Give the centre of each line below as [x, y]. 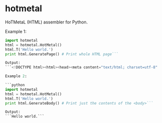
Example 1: [16, 31]
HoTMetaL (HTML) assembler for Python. [46, 22]
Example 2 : [16, 76]
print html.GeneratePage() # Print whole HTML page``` [62, 54]
